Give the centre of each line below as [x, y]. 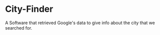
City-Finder [29, 9]
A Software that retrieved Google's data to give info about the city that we [80, 23]
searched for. [19, 28]
